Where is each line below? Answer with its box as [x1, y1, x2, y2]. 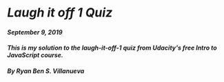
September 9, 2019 [7, 28, 63, 36]
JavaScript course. [7, 51, 64, 59]
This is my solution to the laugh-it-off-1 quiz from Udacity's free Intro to [7, 43, 217, 52]
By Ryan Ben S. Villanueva [7, 67, 85, 75]
